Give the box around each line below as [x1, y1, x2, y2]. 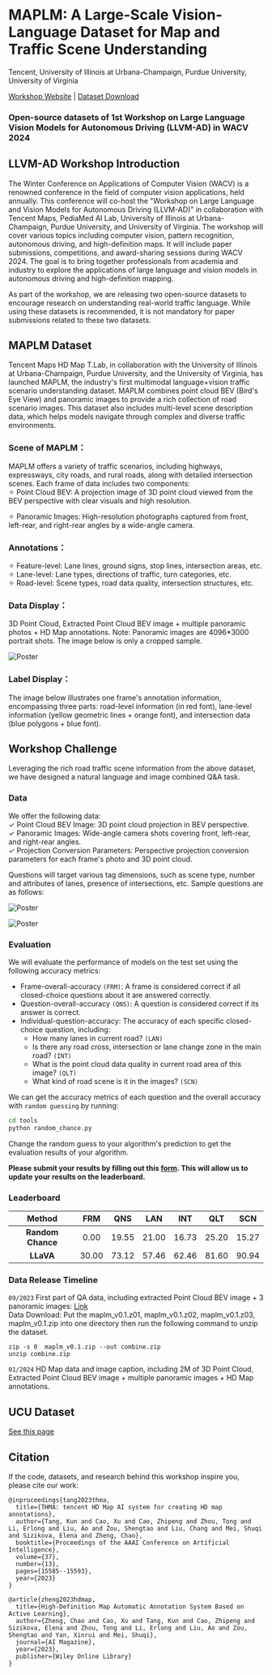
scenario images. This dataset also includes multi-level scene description [8, 404, 253, 413]
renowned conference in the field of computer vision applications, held [8, 187, 245, 196]
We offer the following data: [8, 810, 101, 821]
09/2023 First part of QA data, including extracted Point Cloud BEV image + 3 [8, 1293, 264, 1302]
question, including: [44, 1025, 111, 1034]
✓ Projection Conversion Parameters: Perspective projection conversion [8, 845, 249, 855]
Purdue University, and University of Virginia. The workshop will [50, 222, 264, 231]
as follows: [8, 887, 45, 896]
